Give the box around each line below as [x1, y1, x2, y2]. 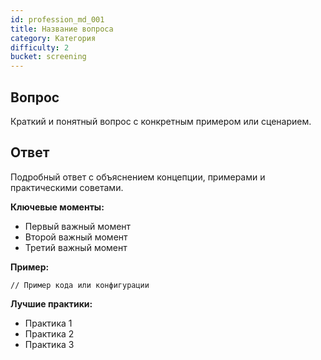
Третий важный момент [24, 241, 128, 253]
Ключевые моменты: [10, 201, 105, 213]
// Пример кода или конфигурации [10, 280, 150, 290]
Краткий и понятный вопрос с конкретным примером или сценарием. [10, 115, 312, 127]
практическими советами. [10, 181, 124, 193]
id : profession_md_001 [10, 14, 105, 25]
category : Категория [10, 33, 97, 43]
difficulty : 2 [10, 42, 70, 53]
